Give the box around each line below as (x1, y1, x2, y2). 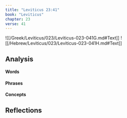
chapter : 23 (5, 16, 30, 21)
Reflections (5, 106, 42, 114)
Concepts (5, 91, 26, 97)
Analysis (5, 54, 34, 63)
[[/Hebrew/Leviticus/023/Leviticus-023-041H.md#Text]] (5, 40, 122, 46)
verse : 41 (5, 21, 26, 26)
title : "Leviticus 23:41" (5, 7, 59, 12)
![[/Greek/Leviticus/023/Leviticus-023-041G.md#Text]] (5, 35, 120, 41)
